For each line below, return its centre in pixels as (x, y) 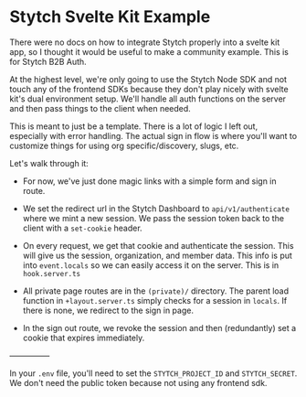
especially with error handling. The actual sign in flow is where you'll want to (153, 135)
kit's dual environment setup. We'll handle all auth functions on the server (148, 99)
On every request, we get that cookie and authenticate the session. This (158, 245)
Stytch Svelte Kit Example (110, 17)
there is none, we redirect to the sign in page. (108, 310)
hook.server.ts (52, 274)
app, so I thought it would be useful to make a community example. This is (149, 51)
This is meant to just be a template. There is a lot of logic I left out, (134, 126)
